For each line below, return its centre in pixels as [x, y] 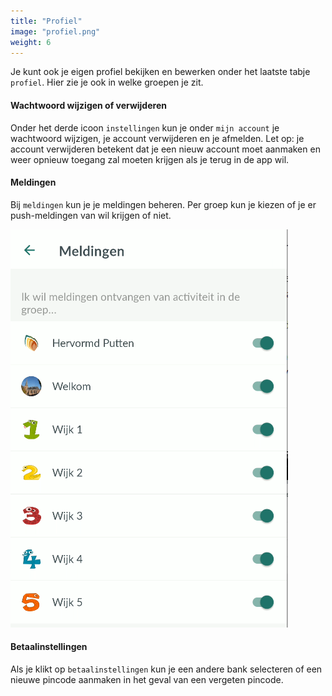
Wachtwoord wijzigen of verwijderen [88, 105]
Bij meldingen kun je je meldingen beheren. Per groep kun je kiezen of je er [163, 204]
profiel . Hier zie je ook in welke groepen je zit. [107, 82]
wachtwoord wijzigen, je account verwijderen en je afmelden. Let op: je [157, 138]
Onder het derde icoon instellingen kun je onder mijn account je [145, 127]
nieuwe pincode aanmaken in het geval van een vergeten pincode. [147, 679]
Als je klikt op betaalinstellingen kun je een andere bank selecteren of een [166, 669]
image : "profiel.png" [55, 31]
